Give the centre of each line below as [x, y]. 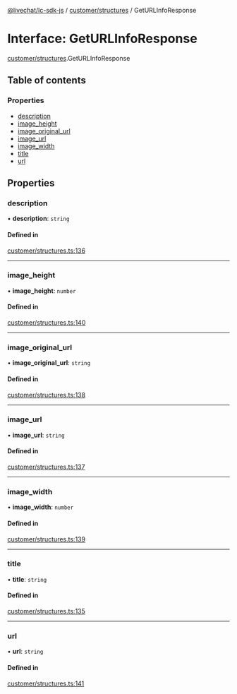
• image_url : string [36, 435]
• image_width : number [41, 507]
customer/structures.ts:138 [47, 395]
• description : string [38, 219]
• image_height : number [42, 291]
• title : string [27, 579]
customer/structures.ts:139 [47, 539]
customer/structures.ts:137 [46, 467]
